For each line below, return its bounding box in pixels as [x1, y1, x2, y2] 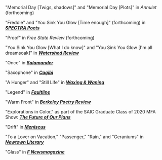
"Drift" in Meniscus [5, 124, 46, 130]
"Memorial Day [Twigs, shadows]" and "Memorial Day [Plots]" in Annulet [5, 5, 157, 10]
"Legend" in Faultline [5, 89, 51, 95]
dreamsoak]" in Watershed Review [5, 50, 79, 56]
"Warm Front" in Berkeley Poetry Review [5, 99, 91, 105]
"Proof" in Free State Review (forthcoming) [5, 35, 95, 41]
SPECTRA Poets [5, 25, 40, 31]
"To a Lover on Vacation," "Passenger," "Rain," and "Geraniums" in [5, 134, 144, 140]
